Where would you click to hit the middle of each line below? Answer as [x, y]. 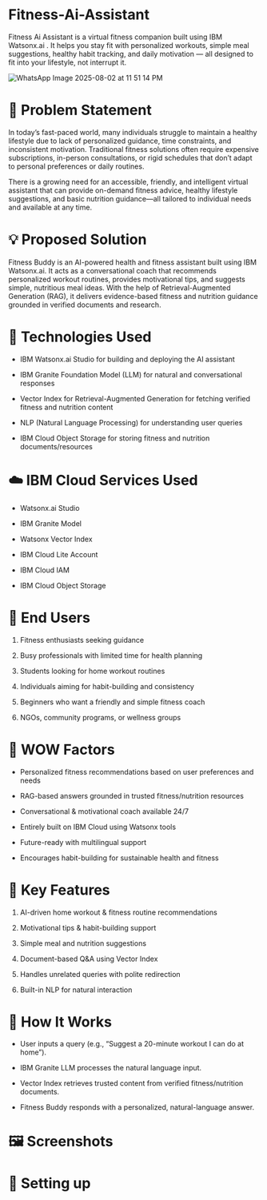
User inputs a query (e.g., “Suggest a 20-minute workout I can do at [132, 1044]
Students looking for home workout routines [92, 671]
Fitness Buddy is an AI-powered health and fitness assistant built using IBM [133, 262]
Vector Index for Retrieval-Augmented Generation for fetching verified [135, 398]
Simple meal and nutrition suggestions [83, 943]
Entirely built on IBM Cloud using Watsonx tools [98, 827]
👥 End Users [49, 618]
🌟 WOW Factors [62, 750]
